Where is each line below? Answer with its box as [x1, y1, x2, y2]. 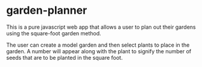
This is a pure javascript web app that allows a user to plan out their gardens [6, 23, 196, 31]
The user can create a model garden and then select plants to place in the [6, 41, 190, 48]
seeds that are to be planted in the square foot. [6, 54, 123, 61]
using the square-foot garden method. [6, 29, 101, 36]
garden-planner [6, 4, 87, 17]
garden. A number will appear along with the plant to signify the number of [6, 47, 192, 54]
